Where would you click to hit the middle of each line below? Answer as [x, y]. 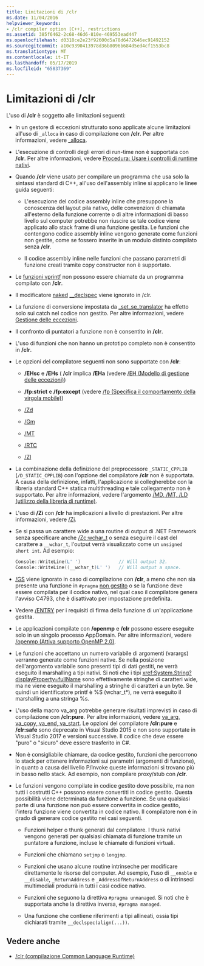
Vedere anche [33, 941]
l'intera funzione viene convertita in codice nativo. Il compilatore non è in [106, 812]
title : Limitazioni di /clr [42, 12]
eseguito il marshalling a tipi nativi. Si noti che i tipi [78, 673]
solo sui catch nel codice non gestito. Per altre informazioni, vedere [99, 313]
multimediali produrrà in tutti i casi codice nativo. [85, 886]
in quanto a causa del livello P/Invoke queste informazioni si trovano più [104, 768]
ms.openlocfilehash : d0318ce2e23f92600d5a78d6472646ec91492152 [88, 40]
